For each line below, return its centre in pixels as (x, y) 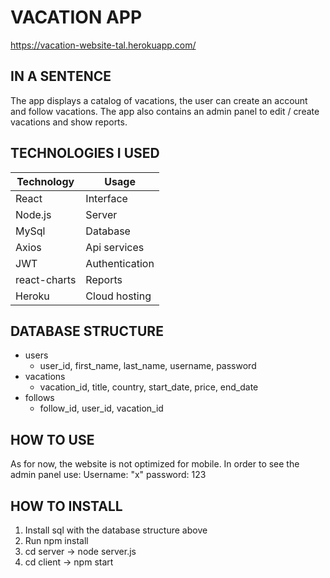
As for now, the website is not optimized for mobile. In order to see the (155, 464)
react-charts (46, 279)
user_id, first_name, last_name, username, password (148, 366)
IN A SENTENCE (61, 76)
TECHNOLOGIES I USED (85, 153)
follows (39, 398)
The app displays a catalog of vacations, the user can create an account (159, 100)
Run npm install (56, 540)
